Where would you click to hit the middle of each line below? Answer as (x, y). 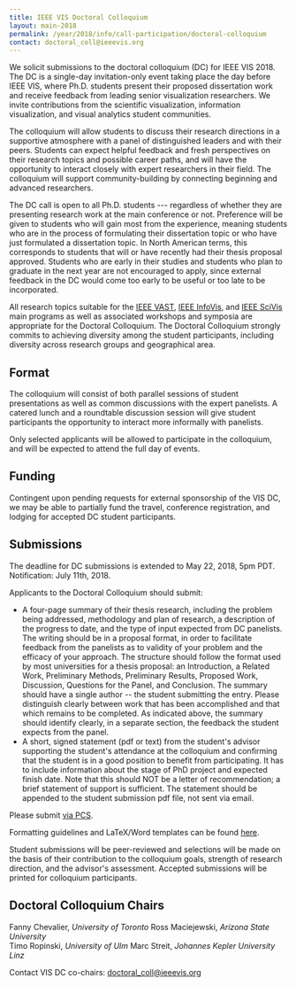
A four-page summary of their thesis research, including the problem (147, 609)
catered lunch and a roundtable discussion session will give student (133, 413)
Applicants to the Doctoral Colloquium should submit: (106, 592)
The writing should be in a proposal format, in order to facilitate (137, 638)
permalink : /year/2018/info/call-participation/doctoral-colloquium (138, 34)
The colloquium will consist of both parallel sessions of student (124, 394)
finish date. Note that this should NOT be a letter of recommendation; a (151, 779)
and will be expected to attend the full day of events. (105, 449)
